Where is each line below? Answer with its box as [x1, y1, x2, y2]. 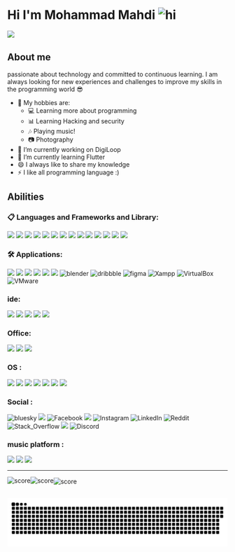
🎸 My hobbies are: [17, 98, 71, 106]
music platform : [7, 439, 64, 449]
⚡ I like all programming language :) [17, 168, 120, 177]
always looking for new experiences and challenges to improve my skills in [7, 77, 222, 85]
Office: [7, 328, 31, 338]
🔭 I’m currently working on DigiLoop [17, 145, 121, 153]
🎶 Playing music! [27, 127, 76, 135]
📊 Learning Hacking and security [27, 116, 124, 125]
